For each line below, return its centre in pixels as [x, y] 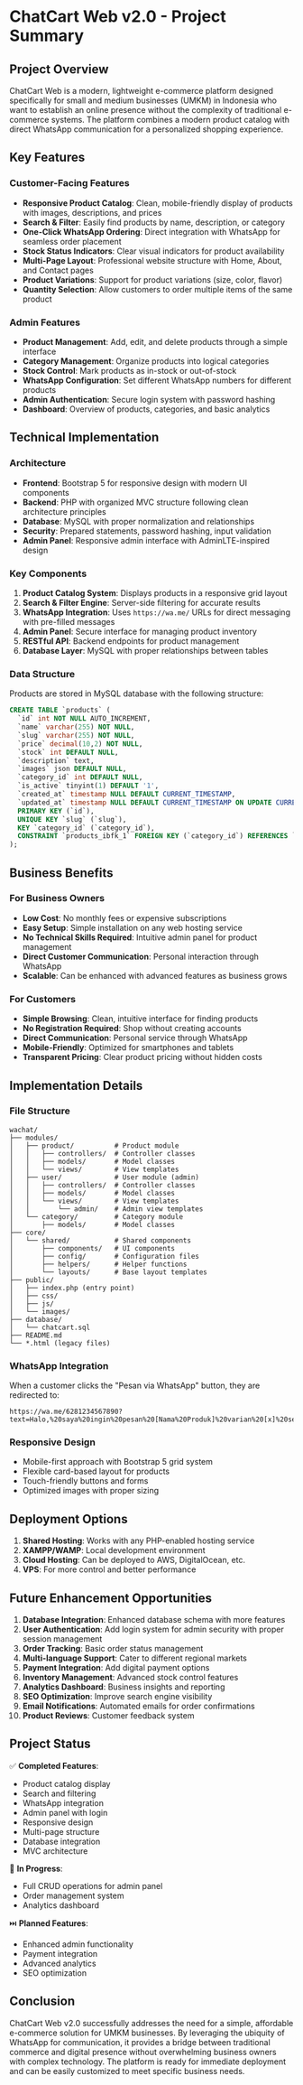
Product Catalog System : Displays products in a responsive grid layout [155, 592]
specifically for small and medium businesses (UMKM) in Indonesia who [143, 100]
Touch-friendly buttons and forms [85, 1481]
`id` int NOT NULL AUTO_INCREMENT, [84, 719]
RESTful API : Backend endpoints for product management [131, 641]
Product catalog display [66, 1783]
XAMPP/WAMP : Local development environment [114, 1550]
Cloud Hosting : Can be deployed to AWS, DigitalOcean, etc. [134, 1560]
